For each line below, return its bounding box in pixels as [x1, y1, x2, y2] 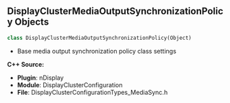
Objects [14, 16, 49, 28]
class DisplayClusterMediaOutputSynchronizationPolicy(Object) [7, 34, 192, 41]
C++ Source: [7, 60, 45, 68]
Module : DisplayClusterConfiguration [16, 80, 123, 89]
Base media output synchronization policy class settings [16, 47, 176, 55]
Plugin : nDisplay [16, 73, 64, 82]
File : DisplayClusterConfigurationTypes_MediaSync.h [16, 88, 168, 96]
